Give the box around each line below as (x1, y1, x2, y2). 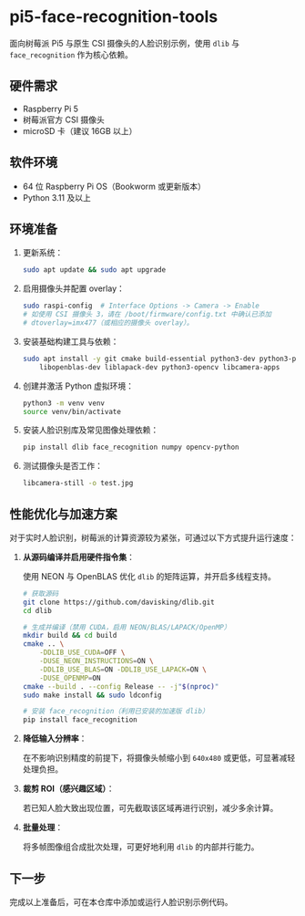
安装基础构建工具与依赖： (22, 336, 119, 347)
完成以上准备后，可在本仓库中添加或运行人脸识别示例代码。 (9, 897, 233, 907)
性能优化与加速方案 (9, 506, 117, 522)
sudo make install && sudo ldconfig (22, 691, 162, 700)
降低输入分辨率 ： (22, 733, 87, 744)
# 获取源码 (22, 588, 59, 599)
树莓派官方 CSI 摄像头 (22, 114, 105, 125)
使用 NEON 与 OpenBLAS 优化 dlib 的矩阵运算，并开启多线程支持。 (22, 570, 276, 581)
